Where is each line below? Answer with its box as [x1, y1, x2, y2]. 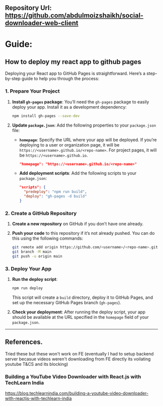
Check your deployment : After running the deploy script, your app [12, 309, 146, 315]
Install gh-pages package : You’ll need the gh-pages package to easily [12, 99, 149, 105]
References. [5, 338, 43, 346]
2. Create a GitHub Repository [5, 210, 77, 216]
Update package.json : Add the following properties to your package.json [12, 122, 156, 128]
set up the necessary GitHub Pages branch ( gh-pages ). [12, 300, 121, 306]
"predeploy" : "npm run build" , [23, 189, 87, 195]
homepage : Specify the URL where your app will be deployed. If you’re [19, 137, 157, 143]
